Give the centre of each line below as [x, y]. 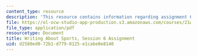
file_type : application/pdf [40, 28]
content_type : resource [35, 11]
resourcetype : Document [35, 33]
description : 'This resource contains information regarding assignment [97, 17]
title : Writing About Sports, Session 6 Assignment [70, 38]
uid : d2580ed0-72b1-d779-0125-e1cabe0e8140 [60, 44]
